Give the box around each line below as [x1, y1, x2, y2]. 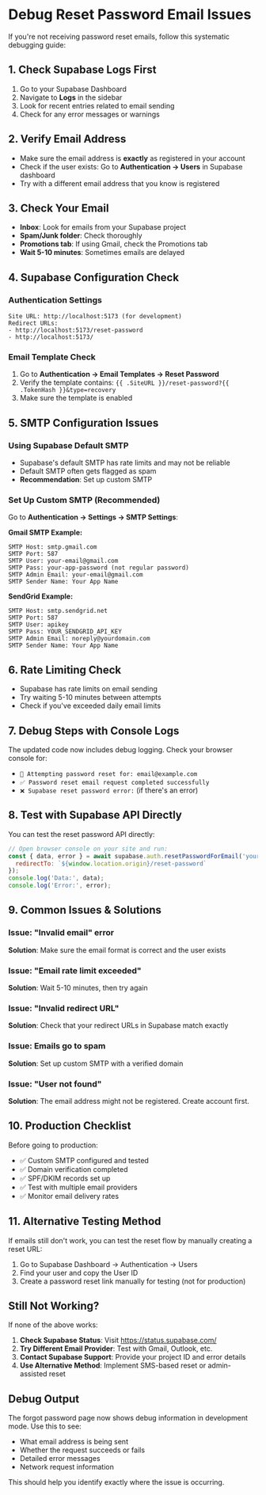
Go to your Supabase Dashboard [19, 84, 127, 93]
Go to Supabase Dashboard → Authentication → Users [19, 1259, 198, 1269]
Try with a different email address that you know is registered [19, 178, 220, 188]
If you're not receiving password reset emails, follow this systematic [8, 32, 230, 41]
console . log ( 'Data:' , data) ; [8, 874, 104, 882]
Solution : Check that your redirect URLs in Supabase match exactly [8, 1021, 229, 1030]
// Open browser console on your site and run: [8, 845, 169, 853]
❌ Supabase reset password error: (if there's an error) [19, 786, 199, 795]
